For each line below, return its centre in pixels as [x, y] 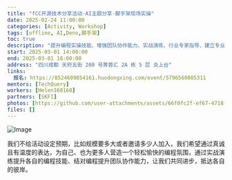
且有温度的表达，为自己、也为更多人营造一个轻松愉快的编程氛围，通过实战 [113, 152]
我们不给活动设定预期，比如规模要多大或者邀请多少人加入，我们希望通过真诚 [116, 143]
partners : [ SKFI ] [32, 97]
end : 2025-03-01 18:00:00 [44, 59]
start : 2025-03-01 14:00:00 [48, 52]
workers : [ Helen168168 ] [41, 90]
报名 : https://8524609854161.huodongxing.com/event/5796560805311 [110, 78]
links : [17, 71]
